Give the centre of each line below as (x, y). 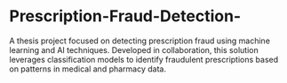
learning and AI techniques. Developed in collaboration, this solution (134, 49)
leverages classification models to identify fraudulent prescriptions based (144, 59)
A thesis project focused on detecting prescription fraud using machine (140, 41)
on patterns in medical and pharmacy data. (88, 69)
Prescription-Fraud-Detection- (125, 16)
